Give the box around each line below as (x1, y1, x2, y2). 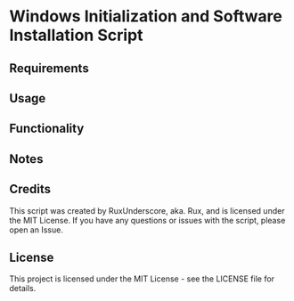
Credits (9, 182, 52, 197)
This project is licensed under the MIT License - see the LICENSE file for (9, 273, 274, 284)
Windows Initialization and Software (9, 6, 282, 27)
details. (9, 283, 37, 294)
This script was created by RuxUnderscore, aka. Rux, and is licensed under (9, 205, 285, 216)
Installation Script (9, 25, 143, 45)
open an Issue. (9, 224, 64, 235)
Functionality (9, 121, 85, 136)
